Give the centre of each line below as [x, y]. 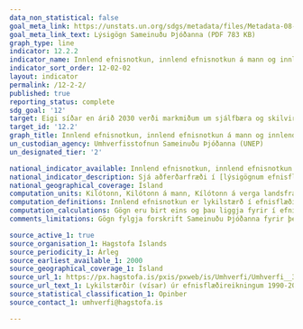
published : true [40, 93]
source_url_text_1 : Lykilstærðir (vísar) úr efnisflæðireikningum [137, 286]
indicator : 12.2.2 [44, 52]
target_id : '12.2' [44, 127]
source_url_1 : [36, 277]
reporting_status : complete [62, 102]
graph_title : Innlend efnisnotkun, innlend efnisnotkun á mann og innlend [153, 136]
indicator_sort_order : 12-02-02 [70, 69]
